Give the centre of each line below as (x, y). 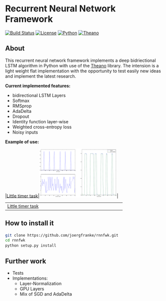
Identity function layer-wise (40, 121)
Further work (26, 261)
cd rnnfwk (15, 241)
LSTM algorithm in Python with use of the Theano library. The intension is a (82, 65)
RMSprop (22, 106)
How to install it (29, 223)
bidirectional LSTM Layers (39, 95)
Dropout (21, 116)
